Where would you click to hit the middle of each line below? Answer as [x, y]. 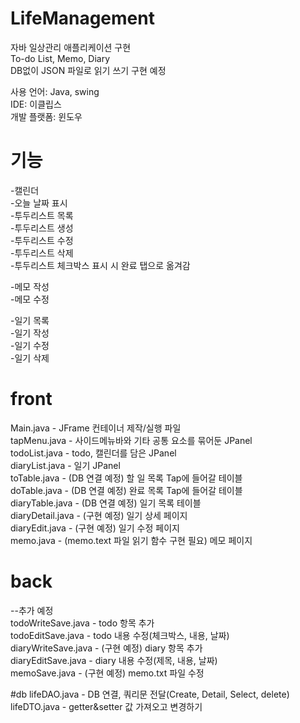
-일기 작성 [30, 333]
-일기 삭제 [30, 358]
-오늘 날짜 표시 [39, 203]
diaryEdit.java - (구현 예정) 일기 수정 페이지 [95, 528]
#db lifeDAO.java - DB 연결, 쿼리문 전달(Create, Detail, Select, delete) [150, 694]
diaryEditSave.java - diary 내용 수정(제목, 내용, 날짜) [114, 660]
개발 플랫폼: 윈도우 [46, 116]
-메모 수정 [30, 299]
